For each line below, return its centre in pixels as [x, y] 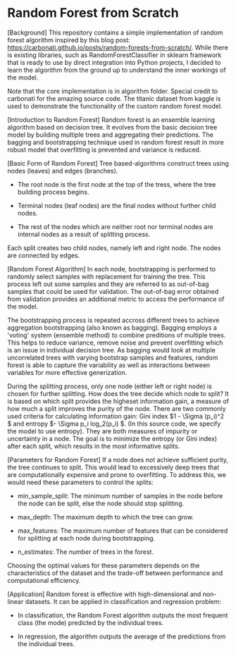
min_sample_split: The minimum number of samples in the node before [120, 495]
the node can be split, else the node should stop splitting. [101, 503]
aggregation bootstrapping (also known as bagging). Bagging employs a [112, 327]
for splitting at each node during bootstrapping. [86, 538]
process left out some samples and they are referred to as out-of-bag [108, 284]
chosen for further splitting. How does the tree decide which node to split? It [118, 393]
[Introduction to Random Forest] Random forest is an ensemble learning [111, 119]
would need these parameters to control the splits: [80, 482]
